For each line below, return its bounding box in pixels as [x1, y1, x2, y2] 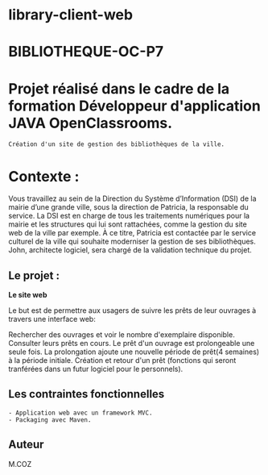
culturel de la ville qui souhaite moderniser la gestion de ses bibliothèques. [8, 236, 256, 247]
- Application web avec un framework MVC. [8, 409, 153, 417]
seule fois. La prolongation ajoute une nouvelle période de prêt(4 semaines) [8, 347, 260, 356]
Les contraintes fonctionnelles [8, 387, 165, 401]
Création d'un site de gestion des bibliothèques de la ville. [8, 140, 225, 148]
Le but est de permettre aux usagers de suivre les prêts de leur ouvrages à [8, 306, 257, 315]
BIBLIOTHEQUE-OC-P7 [8, 43, 164, 61]
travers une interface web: [8, 315, 97, 324]
